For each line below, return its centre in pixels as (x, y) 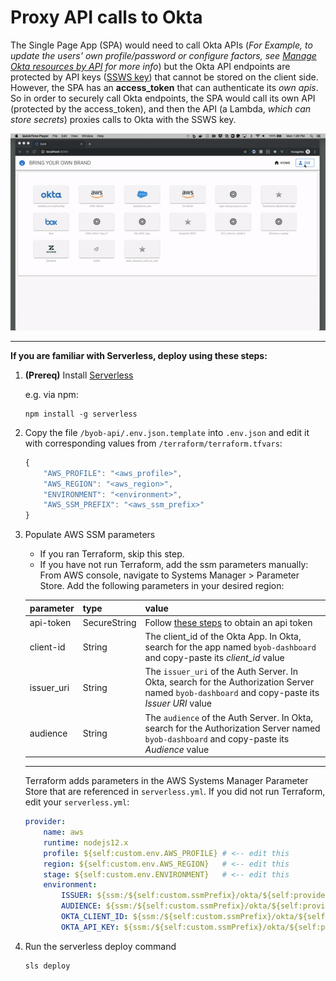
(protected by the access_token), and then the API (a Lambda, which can (161, 108)
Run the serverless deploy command (100, 946)
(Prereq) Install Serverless (79, 375)
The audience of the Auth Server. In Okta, (229, 717)
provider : (45, 822)
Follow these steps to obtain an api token (228, 622)
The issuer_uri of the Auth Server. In (221, 672)
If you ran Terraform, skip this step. (112, 554)
